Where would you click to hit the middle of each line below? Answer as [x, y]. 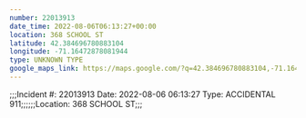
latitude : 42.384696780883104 [67, 43]
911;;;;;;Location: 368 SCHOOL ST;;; [76, 103]
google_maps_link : [44, 69]
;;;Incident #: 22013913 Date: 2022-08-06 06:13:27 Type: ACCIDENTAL [143, 94]
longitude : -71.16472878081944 [69, 52]
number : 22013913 [42, 18]
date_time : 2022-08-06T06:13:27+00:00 [83, 26]
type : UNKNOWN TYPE [46, 60]
